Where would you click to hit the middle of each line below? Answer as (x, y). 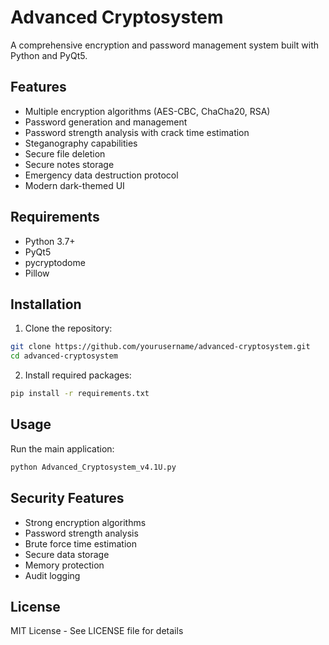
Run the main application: (62, 448)
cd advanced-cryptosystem (64, 356)
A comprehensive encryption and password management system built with (165, 45)
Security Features (67, 498)
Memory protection (64, 565)
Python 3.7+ (50, 241)
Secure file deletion (65, 153)
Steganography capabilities (81, 143)
